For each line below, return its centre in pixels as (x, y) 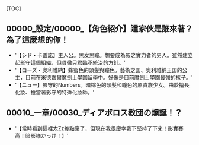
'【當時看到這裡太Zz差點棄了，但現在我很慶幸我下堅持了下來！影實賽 (99, 128)
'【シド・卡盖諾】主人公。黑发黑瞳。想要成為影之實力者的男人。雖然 (98, 55)
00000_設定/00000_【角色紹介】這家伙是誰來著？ (99, 29)
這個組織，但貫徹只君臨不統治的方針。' (78, 62)
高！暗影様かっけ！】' (41, 135)
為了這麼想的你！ (37, 40)
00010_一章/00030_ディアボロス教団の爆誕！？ (94, 113)
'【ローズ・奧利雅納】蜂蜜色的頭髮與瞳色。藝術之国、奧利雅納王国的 (98, 70)
